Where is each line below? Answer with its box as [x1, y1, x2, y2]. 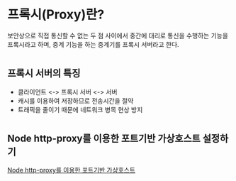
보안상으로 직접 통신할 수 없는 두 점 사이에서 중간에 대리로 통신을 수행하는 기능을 [7, 31, 229, 40]
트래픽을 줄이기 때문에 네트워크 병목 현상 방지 [17, 105, 143, 114]
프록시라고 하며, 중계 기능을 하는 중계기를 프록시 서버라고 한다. [7, 40, 179, 48]
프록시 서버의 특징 [7, 67, 81, 79]
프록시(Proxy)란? [7, 6, 105, 23]
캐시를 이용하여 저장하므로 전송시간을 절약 [17, 97, 134, 105]
